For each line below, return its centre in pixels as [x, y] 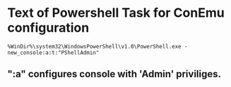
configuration [48, 28]
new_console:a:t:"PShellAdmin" [53, 53]
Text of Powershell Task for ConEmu [116, 13]
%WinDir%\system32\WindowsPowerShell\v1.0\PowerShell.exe [94, 46]
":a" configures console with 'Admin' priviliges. [114, 74]
